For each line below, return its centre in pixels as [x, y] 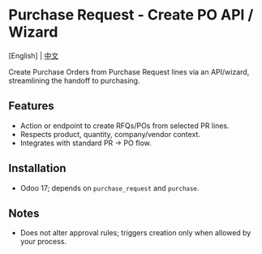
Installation [37, 168]
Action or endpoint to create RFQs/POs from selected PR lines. [125, 125]
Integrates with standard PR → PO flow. [86, 143]
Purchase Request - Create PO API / [131, 15]
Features [31, 106]
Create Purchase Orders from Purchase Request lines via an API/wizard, [129, 71]
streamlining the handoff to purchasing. [74, 80]
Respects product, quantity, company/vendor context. [110, 134]
